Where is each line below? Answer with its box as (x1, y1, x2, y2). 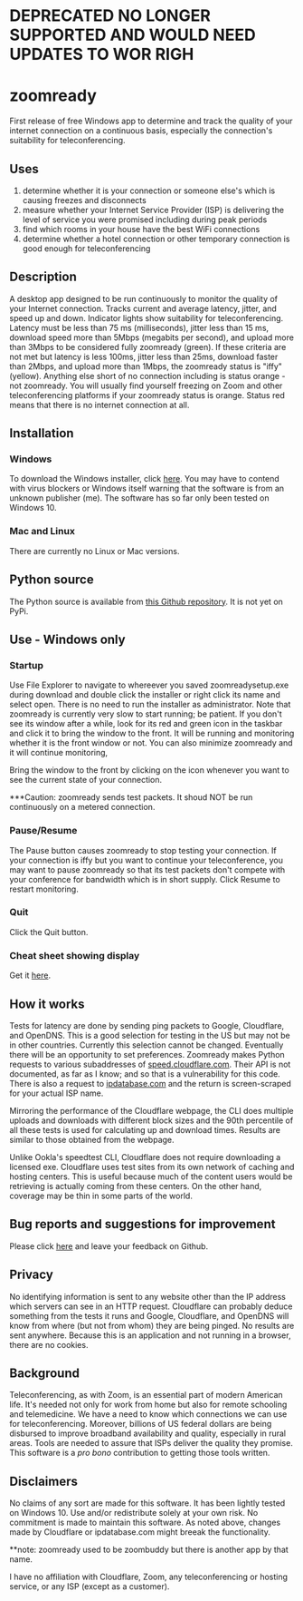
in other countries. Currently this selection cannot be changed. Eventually (9, 1040, 284, 1050)
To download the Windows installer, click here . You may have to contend (9, 473, 280, 484)
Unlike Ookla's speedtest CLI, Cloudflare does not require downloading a (9, 1151, 281, 1162)
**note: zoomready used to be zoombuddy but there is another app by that (9, 1544, 289, 1556)
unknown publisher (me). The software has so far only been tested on (9, 493, 270, 503)
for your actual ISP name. (9, 1088, 104, 1098)
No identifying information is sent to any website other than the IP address (9, 1291, 287, 1302)
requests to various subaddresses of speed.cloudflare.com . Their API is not (9, 1059, 291, 1069)
